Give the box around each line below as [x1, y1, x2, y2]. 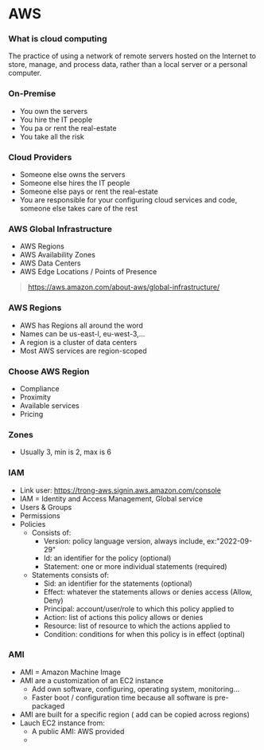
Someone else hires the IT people [19, 179, 130, 188]
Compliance [19, 383, 60, 393]
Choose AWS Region [8, 366, 90, 377]
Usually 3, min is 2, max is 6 [19, 447, 111, 457]
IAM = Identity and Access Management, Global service [19, 493, 203, 503]
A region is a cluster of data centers [19, 337, 138, 347]
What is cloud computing [8, 33, 107, 45]
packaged [31, 701, 65, 710]
